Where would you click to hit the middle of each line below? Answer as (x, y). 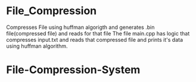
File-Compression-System (73, 70)
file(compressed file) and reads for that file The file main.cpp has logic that (98, 33)
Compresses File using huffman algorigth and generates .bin (80, 27)
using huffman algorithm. (37, 46)
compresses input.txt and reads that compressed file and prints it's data (95, 40)
